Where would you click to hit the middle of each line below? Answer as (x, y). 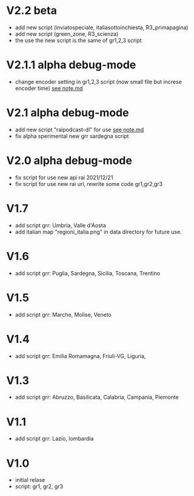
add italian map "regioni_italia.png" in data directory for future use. (98, 232)
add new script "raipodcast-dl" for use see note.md (79, 129)
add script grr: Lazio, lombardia (54, 439)
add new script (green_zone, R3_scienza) (67, 33)
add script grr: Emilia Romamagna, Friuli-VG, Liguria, (81, 356)
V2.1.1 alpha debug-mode (71, 65)
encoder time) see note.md (49, 88)
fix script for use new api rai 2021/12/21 (64, 177)
